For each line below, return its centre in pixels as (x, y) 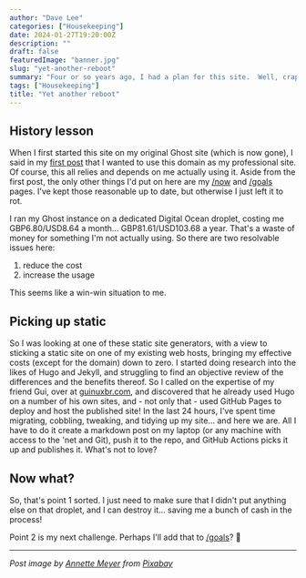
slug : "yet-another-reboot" (63, 69)
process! (26, 519)
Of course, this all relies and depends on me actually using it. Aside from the (153, 172)
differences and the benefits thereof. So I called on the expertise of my (142, 382)
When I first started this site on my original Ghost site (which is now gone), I (151, 153)
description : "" (40, 43)
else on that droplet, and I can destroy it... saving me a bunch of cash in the (151, 510)
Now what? (42, 478)
